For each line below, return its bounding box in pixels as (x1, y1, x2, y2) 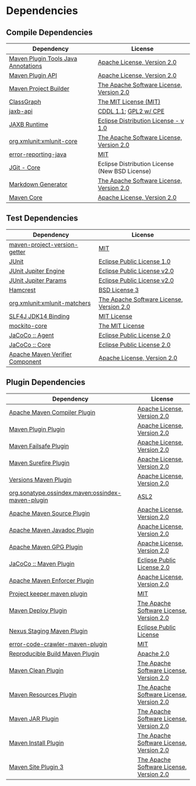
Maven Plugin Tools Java (9, 54, 78, 63)
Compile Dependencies (6, 27, 93, 37)
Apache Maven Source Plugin (9, 509, 90, 517)
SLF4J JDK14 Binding (9, 312, 70, 320)
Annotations (9, 62, 43, 70)
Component (9, 357, 42, 366)
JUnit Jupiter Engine (9, 267, 65, 275)
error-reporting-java (9, 150, 67, 158)
